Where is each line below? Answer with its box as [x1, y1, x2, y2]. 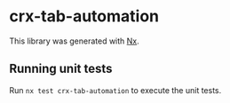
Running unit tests [9, 61, 113, 76]
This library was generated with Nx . [9, 36, 139, 46]
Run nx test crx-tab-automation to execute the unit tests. [9, 84, 222, 95]
